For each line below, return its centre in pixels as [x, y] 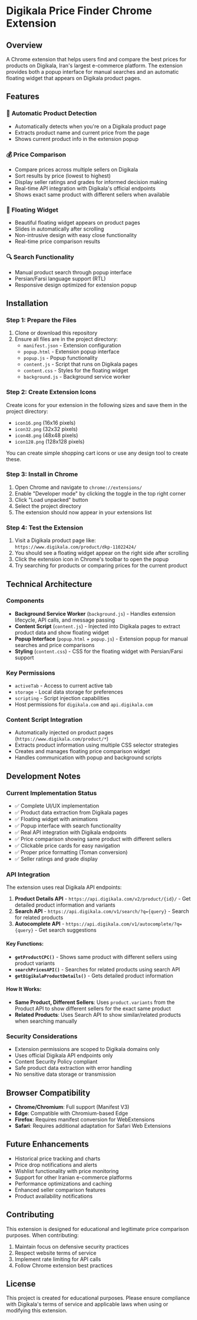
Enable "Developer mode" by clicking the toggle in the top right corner [100, 493]
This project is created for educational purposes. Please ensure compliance [98, 1298]
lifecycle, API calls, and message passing [65, 620]
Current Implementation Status [52, 793]
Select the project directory [48, 506]
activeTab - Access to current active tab [64, 686]
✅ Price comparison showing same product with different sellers [93, 839]
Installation [27, 303]
